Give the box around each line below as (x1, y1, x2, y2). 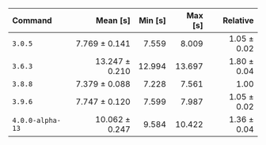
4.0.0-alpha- (12, 116, 62, 125)
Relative (222, 15, 254, 26)
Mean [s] (96, 15, 131, 26)
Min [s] (138, 15, 166, 26)
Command (12, 15, 53, 26)
